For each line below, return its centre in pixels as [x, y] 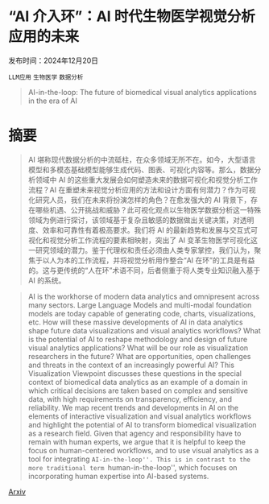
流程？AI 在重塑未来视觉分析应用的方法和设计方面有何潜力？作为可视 [142, 189]
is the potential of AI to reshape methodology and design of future [138, 339]
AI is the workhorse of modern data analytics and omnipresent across [144, 296]
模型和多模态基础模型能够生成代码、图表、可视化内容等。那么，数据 [141, 169]
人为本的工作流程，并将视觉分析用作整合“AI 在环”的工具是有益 [152, 260]
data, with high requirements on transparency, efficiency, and [130, 399]
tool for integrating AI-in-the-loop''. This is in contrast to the [139, 459]
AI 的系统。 [47, 280]
